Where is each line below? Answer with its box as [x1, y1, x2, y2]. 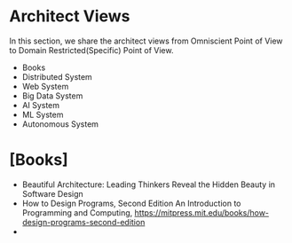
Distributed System [21, 71, 93, 82]
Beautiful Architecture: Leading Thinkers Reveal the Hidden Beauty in [21, 179, 276, 190]
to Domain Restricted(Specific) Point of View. [9, 44, 174, 55]
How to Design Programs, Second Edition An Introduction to [21, 198, 241, 208]
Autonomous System [21, 118, 99, 129]
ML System [21, 109, 64, 120]
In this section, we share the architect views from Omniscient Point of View [9, 35, 283, 46]
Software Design [21, 188, 84, 199]
